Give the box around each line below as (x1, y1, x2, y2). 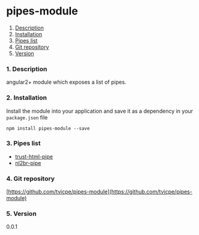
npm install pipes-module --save (6, 125, 90, 131)
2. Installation (6, 93, 47, 102)
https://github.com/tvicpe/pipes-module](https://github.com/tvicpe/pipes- (8, 188, 192, 195)
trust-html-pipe (14, 152, 53, 160)
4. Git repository (6, 174, 55, 183)
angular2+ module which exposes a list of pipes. (6, 78, 127, 86)
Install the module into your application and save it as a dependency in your (6, 107, 194, 114)
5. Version (6, 210, 37, 218)
